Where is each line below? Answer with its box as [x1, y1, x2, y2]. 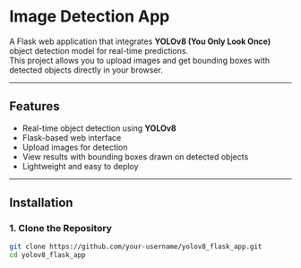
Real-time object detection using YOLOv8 [21, 123, 176, 134]
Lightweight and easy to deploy [21, 160, 139, 171]
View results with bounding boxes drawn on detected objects [21, 151, 249, 162]
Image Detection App [9, 6, 170, 27]
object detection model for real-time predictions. [9, 45, 189, 56]
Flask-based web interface [21, 132, 122, 143]
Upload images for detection [21, 142, 128, 152]
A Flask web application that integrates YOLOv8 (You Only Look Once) [9, 36, 271, 47]
